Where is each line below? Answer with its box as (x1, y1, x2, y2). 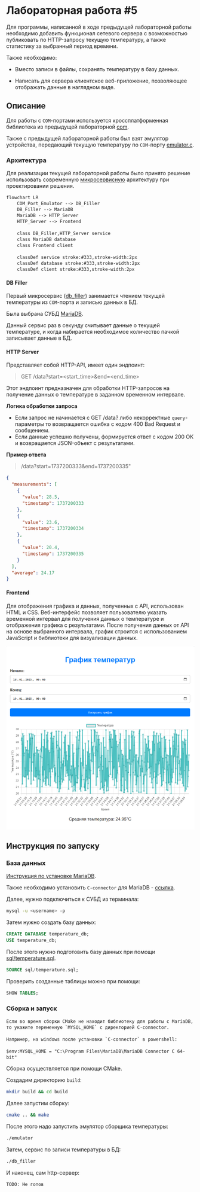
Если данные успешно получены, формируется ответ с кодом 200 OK (14, 433, 194, 440)
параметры (14, 420, 45, 428)
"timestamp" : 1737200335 (21, 551, 84, 557)
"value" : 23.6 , (21, 519, 60, 525)
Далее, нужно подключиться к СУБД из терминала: (6, 895, 139, 903)
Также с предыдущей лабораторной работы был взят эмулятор (6, 135, 169, 142)
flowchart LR (6, 195, 39, 201)
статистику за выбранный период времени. (6, 42, 118, 50)
